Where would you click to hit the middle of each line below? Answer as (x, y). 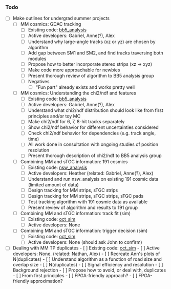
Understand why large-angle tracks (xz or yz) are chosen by (92, 42)
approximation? (47, 281)
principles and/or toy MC (54, 116)
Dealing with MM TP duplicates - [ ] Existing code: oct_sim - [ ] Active (86, 248)
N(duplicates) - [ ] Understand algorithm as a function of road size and (87, 259)
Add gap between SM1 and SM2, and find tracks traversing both (96, 53)
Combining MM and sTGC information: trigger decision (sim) (84, 231)
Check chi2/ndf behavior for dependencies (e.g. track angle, (92, 133)
